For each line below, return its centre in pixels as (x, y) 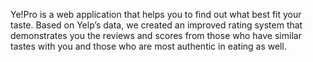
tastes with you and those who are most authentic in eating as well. (148, 46)
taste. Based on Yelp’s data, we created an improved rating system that (156, 25)
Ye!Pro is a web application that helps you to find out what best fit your (156, 14)
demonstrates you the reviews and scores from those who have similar (156, 35)
